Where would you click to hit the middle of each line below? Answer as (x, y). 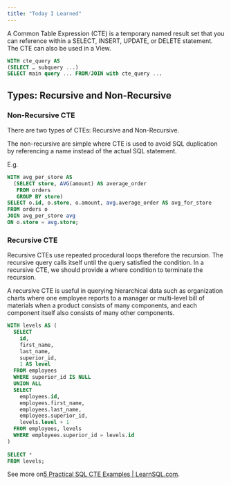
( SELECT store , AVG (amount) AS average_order (80, 184)
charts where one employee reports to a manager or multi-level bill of (106, 298)
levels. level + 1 (45, 423)
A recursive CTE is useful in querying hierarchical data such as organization (115, 291)
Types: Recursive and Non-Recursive (89, 95)
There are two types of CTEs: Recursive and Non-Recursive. (93, 130)
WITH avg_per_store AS (40, 177)
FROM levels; (26, 461)
